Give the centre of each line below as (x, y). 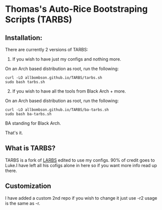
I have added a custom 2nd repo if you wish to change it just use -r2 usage (81, 198)
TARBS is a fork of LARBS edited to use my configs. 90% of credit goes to (80, 160)
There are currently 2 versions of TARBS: (47, 50)
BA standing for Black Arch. (33, 123)
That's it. (14, 133)
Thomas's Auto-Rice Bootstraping (76, 9)
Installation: (24, 38)
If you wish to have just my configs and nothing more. (67, 59)
